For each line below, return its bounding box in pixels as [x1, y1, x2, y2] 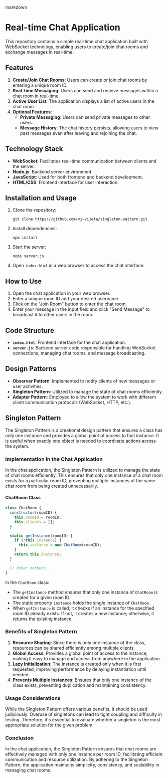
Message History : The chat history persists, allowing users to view [20, 125, 159, 131]
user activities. [12, 383, 43, 389]
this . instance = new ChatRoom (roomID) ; [18, 542, 102, 548]
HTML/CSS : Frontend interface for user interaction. [12, 179, 119, 185]
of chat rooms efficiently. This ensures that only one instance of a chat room [5, 472, 163, 478]
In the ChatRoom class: [5, 579, 50, 586]
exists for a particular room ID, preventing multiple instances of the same [5, 477, 155, 483]
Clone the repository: [12, 207, 57, 213]
